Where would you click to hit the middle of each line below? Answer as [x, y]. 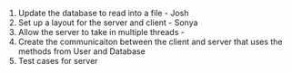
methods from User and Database [81, 51]
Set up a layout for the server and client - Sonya [108, 23]
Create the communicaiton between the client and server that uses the [151, 41]
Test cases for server [58, 61]
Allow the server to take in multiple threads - [101, 32]
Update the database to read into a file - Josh [103, 13]
